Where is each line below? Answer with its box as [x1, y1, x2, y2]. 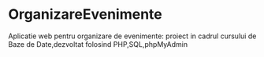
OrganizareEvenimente [8, 5, 163, 23]
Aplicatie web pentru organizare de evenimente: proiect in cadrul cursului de [8, 31, 257, 41]
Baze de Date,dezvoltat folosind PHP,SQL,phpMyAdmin [8, 39, 188, 48]
